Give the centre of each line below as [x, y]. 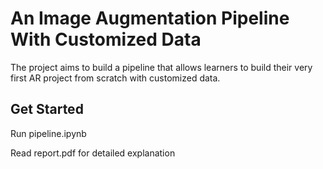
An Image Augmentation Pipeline [150, 18]
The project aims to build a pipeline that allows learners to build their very [161, 67]
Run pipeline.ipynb [48, 133]
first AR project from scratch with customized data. [115, 78]
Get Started [47, 109]
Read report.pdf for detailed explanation [93, 153]
